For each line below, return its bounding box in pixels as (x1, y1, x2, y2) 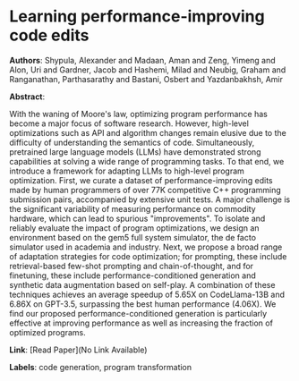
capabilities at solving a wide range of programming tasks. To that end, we (9, 156, 285, 166)
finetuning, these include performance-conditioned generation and (9, 270, 257, 281)
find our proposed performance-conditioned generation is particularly (9, 308, 268, 318)
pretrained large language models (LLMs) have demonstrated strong (9, 146, 261, 157)
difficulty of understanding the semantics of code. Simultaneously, (9, 137, 255, 148)
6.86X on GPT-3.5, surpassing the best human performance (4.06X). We (9, 298, 277, 309)
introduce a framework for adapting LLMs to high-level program (9, 165, 244, 176)
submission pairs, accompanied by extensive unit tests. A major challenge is (9, 194, 291, 205)
